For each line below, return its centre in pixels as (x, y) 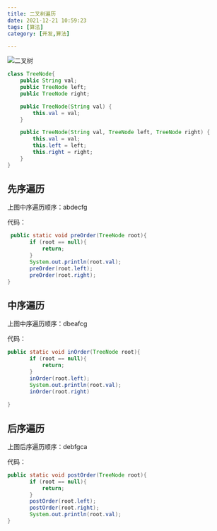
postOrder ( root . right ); (64, 508)
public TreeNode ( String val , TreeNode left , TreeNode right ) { (115, 132)
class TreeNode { (31, 74)
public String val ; (49, 81)
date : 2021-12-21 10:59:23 (47, 20)
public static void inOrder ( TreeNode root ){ (74, 352)
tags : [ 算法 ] (25, 27)
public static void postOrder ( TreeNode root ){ (77, 475)
